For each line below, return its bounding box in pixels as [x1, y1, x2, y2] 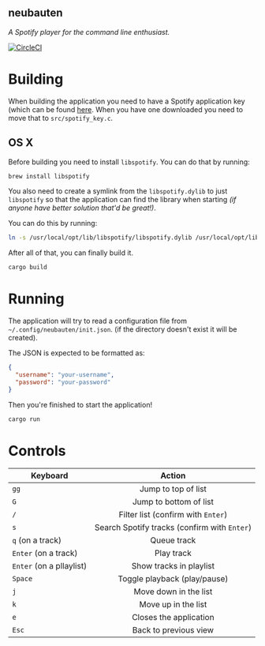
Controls [8, 441, 66, 460]
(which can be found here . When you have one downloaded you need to [8, 104, 243, 114]
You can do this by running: [8, 219, 98, 228]
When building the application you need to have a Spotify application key [8, 96, 246, 106]
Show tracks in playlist [131, 561, 215, 572]
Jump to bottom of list [132, 497, 215, 508]
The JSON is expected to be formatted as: [8, 348, 145, 358]
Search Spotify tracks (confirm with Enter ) [94, 522, 252, 533]
